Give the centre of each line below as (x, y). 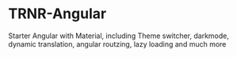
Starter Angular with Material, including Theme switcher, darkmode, (119, 36)
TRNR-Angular (57, 14)
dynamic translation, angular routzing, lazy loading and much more (117, 44)
